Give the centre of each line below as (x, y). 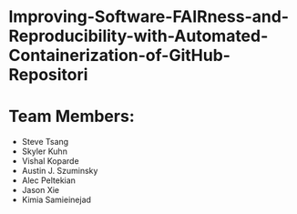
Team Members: (72, 117)
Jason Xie (41, 190)
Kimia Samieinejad (56, 200)
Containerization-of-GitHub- (120, 56)
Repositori (48, 75)
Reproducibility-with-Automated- (138, 36)
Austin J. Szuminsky (60, 171)
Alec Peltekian (49, 180)
